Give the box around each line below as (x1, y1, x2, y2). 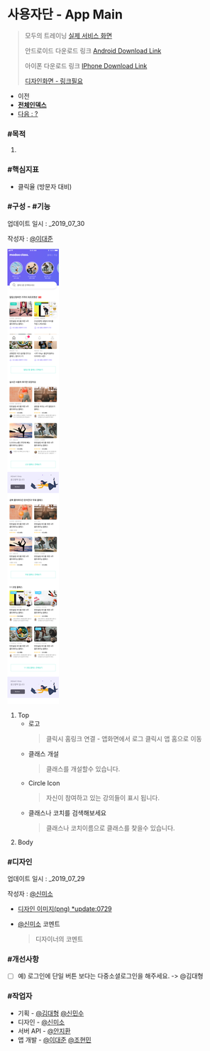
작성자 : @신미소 (7, 890, 53, 898)
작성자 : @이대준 (7, 234, 53, 242)
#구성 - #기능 (7, 202, 51, 212)
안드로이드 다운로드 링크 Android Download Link (24, 46, 162, 55)
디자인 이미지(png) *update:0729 (17, 905, 112, 913)
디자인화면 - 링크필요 (24, 76, 84, 85)
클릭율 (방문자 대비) (17, 182, 72, 190)
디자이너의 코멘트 (35, 935, 84, 944)
